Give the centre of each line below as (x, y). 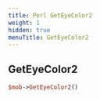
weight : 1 (24, 23)
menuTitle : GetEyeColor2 (48, 37)
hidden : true (29, 30)
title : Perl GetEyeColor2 (50, 15)
